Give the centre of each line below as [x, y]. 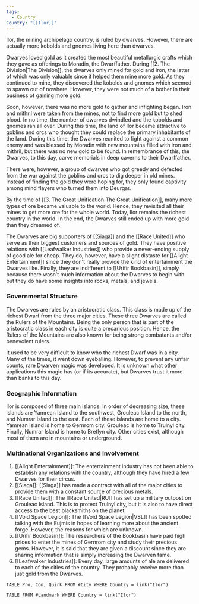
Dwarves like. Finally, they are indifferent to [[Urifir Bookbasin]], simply [93, 268]
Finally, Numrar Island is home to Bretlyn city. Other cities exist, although [95, 431]
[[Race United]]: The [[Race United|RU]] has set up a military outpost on [103, 498]
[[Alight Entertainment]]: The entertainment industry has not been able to [104, 466]
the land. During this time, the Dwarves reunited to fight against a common [97, 139]
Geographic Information [42, 393]
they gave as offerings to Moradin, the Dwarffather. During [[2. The [88, 64]
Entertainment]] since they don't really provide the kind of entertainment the [99, 262]
